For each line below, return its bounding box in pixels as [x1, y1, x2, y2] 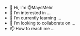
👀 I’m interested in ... [9, 10, 51, 16]
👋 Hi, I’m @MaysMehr [9, 5, 53, 10]
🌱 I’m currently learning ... [9, 15, 62, 20]
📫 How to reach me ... [9, 26, 55, 31]
